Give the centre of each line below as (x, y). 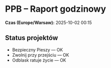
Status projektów (32, 38)
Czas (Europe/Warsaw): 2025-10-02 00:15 (48, 23)
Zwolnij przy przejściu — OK (40, 55)
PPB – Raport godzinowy (55, 9)
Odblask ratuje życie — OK (39, 60)
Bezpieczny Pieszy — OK (37, 49)
